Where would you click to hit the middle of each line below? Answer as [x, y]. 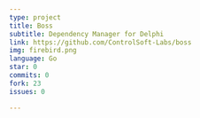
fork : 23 [25, 83]
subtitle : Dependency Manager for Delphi [87, 34]
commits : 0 [29, 75]
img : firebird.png [43, 51]
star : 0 [23, 67]
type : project [35, 17]
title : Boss [31, 26]
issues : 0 [27, 91]
